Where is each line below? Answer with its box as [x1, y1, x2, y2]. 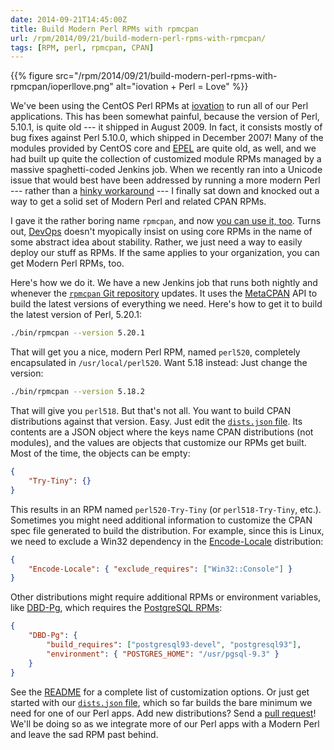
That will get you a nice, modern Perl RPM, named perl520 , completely [10, 346, 301, 358]
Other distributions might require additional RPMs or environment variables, [10, 591, 322, 603]
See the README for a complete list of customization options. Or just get [10, 686, 310, 698]
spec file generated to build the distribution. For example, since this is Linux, [10, 524, 325, 536]
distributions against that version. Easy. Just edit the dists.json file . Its [10, 416, 303, 427]
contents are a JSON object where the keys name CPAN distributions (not [10, 426, 314, 438]
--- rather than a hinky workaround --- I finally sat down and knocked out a [10, 185, 320, 197]
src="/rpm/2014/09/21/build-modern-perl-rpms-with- [55, 70, 278, 82]
